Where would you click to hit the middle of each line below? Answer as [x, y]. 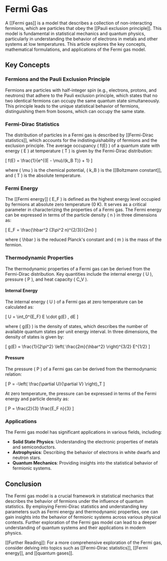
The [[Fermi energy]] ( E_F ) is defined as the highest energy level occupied [83, 199]
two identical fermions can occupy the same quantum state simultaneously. [83, 101]
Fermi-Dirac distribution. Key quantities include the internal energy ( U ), [79, 274]
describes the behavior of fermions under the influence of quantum [74, 501]
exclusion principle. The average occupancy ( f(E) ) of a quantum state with [83, 145]
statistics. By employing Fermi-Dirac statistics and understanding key [76, 507]
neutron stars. [27, 458]
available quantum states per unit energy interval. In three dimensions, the [81, 332]
